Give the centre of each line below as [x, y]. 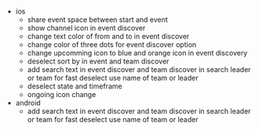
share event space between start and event [98, 20]
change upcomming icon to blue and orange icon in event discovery [137, 53]
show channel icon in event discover [86, 28]
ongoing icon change [62, 94]
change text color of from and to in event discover [108, 36]
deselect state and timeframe [75, 86]
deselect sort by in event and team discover [98, 61]
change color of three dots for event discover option [112, 45]
